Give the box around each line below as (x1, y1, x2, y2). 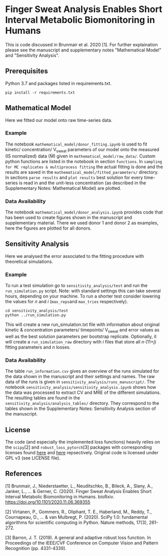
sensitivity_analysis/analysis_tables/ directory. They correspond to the (5, 400, 159, 406)
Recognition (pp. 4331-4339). (5, 545, 67, 551)
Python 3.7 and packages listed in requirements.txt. (5, 80, 112, 86)
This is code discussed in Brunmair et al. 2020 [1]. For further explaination (5, 41, 158, 47)
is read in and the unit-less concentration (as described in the (19, 180, 146, 186)
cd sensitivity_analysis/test (5, 308, 69, 313)
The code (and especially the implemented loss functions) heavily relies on (5, 439, 160, 445)
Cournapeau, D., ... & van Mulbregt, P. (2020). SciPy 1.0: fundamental (5, 514, 148, 520)
